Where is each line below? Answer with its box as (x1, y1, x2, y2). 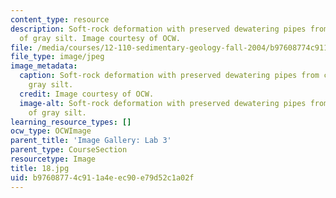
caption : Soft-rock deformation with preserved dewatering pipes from (19, 71, 320, 81)
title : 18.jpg (10, 163, 70, 173)
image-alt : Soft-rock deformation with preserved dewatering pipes (19, 98, 307, 108)
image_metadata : (10, 61, 78, 71)
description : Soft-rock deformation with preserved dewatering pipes (10, 24, 307, 34)
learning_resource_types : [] (10, 117, 132, 127)
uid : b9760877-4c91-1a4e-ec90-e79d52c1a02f (10, 172, 195, 183)
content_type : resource (10, 14, 110, 25)
